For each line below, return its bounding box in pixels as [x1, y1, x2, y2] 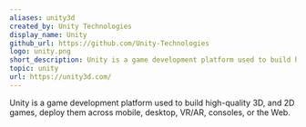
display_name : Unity [9, 30, 88, 39]
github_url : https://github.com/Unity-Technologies [9, 38, 209, 48]
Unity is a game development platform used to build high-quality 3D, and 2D [9, 97, 295, 108]
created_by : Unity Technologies [9, 22, 132, 31]
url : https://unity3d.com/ [9, 73, 112, 82]
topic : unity [9, 64, 59, 73]
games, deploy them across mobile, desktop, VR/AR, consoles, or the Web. [9, 106, 291, 118]
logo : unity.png [9, 47, 71, 56]
